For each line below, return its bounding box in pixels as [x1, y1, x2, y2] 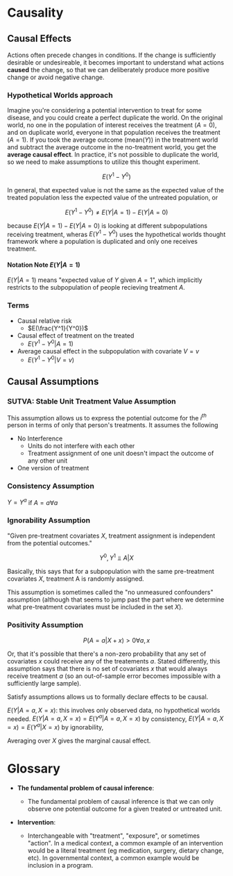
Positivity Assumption [7, 620, 84, 630]
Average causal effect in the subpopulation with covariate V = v [17, 347, 200, 356]
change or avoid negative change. [7, 73, 105, 81]
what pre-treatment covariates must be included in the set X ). [7, 603, 184, 611]
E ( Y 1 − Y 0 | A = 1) [27, 338, 74, 348]
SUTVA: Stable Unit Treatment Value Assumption [7, 397, 176, 406]
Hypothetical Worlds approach [7, 90, 113, 100]
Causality [7, 5, 64, 21]
